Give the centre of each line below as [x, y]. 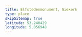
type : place [17, 14]
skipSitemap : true [24, 18]
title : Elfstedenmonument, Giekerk [41, 9]
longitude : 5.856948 [26, 27]
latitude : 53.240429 [26, 23]
